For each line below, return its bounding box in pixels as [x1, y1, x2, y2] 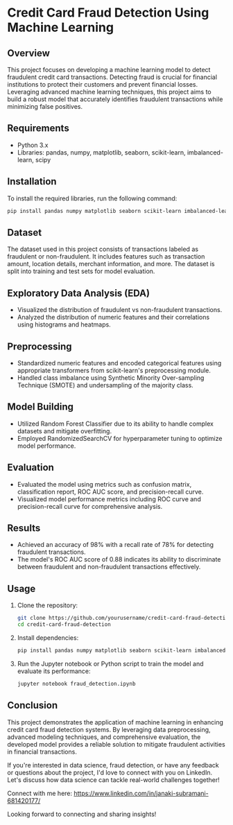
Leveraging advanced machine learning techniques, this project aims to [7, 88, 212, 96]
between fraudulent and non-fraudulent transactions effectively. [17, 563, 201, 571]
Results [7, 522, 41, 534]
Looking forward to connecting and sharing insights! [7, 810, 157, 818]
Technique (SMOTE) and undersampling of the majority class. [17, 381, 194, 389]
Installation [7, 175, 57, 188]
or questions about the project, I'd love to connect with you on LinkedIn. [7, 768, 213, 776]
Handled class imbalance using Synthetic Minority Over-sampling [17, 373, 205, 382]
